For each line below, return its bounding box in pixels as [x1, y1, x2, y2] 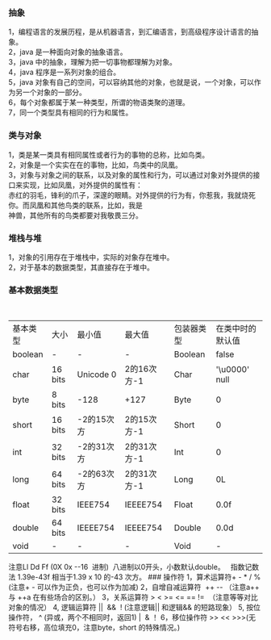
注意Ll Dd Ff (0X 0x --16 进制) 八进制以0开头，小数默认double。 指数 [8, 563, 245, 572]
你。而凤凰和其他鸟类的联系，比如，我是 [8, 200, 143, 210]
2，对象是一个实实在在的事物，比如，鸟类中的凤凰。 [8, 160, 183, 169]
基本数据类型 [8, 284, 59, 295]
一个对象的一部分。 [22, 87, 86, 98]
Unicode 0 [77, 369, 117, 380]
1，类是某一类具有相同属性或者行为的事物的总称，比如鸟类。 [8, 149, 210, 159]
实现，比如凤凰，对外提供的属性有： [22, 180, 143, 190]
